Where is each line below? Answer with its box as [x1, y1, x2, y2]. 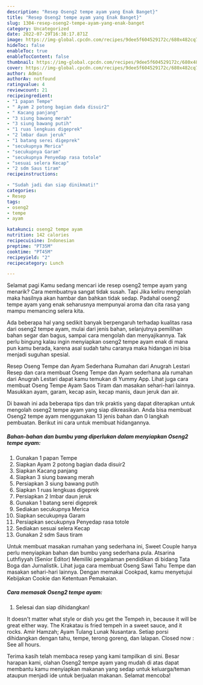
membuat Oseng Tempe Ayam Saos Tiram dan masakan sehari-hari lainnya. [7, 382, 195, 389]
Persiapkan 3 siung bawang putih [15, 480, 99, 488]
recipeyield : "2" [7, 254, 51, 261]
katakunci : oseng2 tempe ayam [7, 226, 83, 232]
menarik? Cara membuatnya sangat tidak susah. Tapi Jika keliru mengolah [7, 288, 192, 296]
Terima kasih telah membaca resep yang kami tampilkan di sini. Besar [7, 652, 180, 660]
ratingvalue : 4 [7, 82, 45, 88]
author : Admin [7, 70, 43, 76]
